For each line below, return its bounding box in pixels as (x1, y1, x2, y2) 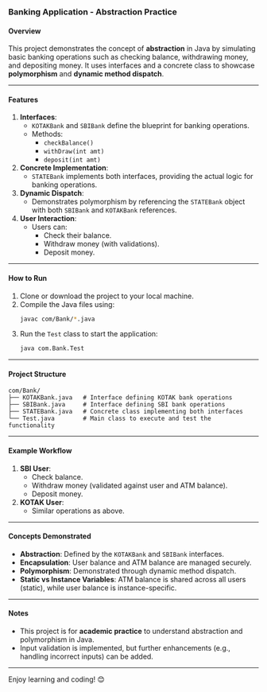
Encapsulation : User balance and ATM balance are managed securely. (19, 558, 252, 567)
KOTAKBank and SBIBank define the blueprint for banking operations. (31, 121, 250, 130)
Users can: (31, 222, 68, 232)
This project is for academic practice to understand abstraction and (19, 627, 243, 636)
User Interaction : (19, 214, 77, 224)
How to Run (8, 273, 48, 282)
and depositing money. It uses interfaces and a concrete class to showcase (8, 60, 255, 70)
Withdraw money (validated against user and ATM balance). (31, 480, 228, 490)
